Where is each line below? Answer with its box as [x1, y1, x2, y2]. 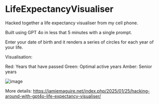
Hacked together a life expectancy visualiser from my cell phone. [5, 20, 138, 26]
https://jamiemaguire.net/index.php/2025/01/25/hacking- [33, 88, 150, 94]
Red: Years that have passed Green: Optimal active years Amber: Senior [5, 63, 153, 69]
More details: [5, 88, 32, 94]
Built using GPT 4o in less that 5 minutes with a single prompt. [5, 29, 133, 35]
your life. [5, 44, 23, 50]
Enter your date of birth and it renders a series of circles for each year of [5, 39, 154, 45]
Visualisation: [5, 53, 33, 60]
